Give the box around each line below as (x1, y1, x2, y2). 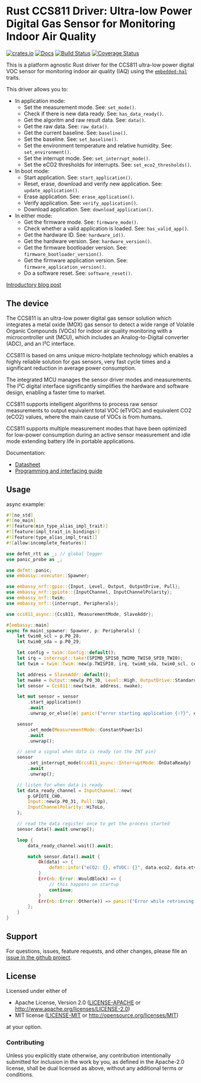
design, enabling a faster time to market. (6, 388, 106, 396)
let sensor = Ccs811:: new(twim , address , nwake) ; (17, 683, 144, 689)
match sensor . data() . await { (28, 854, 100, 860)
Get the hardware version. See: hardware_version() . (23, 237, 152, 244)
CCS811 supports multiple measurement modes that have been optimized (6, 424, 187, 432)
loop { (17, 837, 33, 843)
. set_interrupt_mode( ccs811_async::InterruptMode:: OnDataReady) (28, 760, 191, 766)
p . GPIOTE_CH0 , (28, 793, 63, 799)
